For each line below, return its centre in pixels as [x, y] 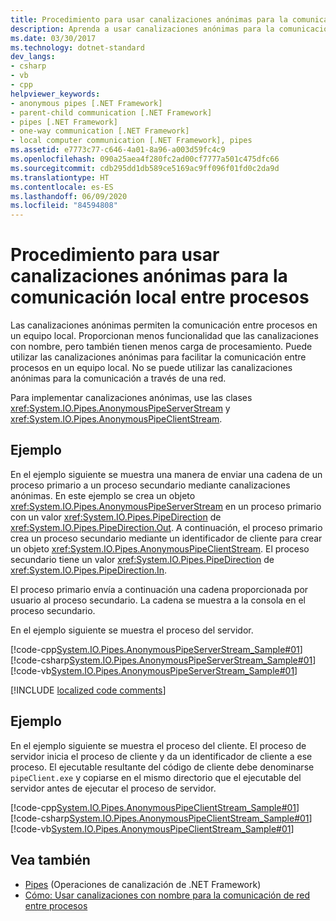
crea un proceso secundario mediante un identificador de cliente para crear [166, 538]
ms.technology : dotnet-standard [77, 47]
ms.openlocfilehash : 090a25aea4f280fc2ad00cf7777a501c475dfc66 [145, 159]
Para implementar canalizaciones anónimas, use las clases [131, 398]
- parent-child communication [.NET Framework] [111, 112]
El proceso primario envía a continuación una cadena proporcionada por [159, 589]
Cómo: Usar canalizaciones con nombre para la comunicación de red [167, 895]
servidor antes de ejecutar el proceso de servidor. [113, 788]
